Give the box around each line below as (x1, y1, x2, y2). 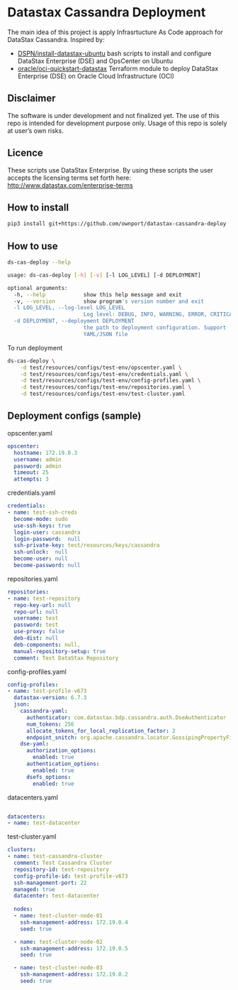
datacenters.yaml (7, 793, 58, 802)
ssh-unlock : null (13, 549, 69, 556)
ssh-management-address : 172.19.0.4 (20, 918, 129, 926)
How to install (7, 201, 69, 213)
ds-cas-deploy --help (7, 259, 72, 267)
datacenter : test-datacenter (13, 893, 100, 900)
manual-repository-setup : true (13, 647, 106, 655)
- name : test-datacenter (7, 819, 81, 827)
